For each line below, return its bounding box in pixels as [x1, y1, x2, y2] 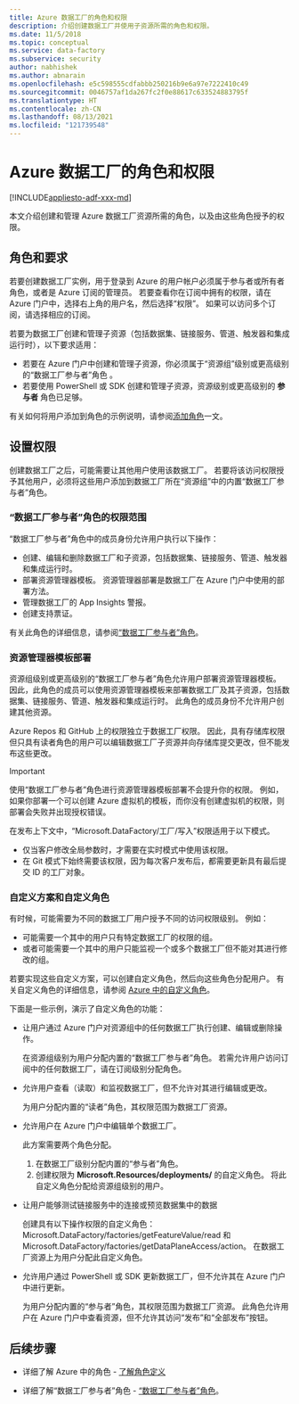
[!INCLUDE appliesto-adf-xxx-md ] [9, 192, 132, 202]
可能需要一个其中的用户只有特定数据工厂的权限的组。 [21, 932, 218, 943]
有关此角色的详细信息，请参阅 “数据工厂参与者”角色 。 [9, 626, 204, 638]
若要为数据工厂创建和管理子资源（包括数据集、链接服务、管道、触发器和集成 [9, 327, 290, 339]
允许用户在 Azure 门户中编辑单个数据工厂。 [21, 1120, 182, 1131]
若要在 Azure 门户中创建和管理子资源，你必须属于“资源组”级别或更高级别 [21, 358, 289, 368]
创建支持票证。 [21, 607, 77, 618]
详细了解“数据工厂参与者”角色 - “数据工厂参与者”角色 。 [21, 1385, 224, 1396]
